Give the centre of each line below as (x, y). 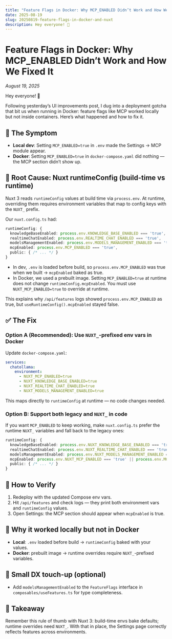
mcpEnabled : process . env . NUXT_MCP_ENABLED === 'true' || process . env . (87, 459)
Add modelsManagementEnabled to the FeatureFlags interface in (78, 587)
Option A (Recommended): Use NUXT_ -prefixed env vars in (79, 335)
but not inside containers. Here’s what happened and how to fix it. (75, 117)
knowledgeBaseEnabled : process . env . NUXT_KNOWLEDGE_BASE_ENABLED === (84, 445)
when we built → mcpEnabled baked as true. (58, 272)
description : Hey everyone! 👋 (38, 24)
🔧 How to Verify (31, 485)
